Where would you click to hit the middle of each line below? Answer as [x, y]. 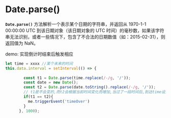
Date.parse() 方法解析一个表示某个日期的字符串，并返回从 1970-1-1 [76, 24]
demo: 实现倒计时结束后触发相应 [39, 54]
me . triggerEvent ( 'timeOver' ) [59, 101]
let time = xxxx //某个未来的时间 [39, 64]
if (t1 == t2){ [38, 97]
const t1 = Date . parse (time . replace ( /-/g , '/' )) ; [77, 78]
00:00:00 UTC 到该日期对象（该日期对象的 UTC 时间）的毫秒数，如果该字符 [85, 30]
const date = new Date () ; [51, 82]
